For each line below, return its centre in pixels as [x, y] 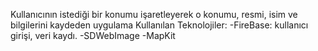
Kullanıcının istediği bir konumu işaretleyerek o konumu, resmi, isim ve [154, 14]
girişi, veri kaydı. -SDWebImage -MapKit [93, 35]
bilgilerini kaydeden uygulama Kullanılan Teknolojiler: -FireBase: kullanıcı [159, 25]
